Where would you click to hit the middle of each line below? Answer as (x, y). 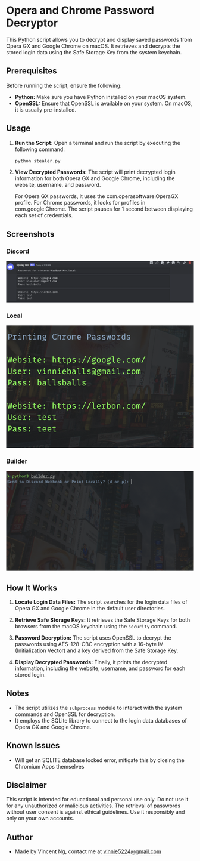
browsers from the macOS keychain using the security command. (96, 627)
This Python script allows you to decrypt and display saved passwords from (99, 39)
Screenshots (30, 234)
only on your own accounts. (40, 819)
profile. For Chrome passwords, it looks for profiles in (80, 203)
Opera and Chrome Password (80, 10)
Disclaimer (26, 785)
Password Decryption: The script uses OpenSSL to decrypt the (93, 638)
